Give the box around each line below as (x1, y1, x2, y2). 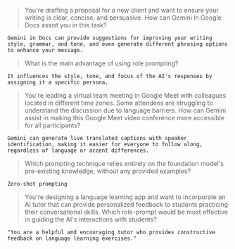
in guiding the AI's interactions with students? (24, 215, 157, 224)
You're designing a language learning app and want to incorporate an (24, 193, 226, 201)
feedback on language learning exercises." (7, 235, 137, 242)
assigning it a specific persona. (7, 79, 109, 86)
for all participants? (24, 121, 81, 129)
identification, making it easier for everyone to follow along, (7, 141, 203, 148)
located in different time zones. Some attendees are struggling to (24, 98, 213, 107)
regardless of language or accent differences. (7, 147, 150, 154)
